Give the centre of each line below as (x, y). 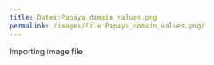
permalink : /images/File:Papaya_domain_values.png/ (107, 26)
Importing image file (46, 51)
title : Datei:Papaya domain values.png (83, 17)
